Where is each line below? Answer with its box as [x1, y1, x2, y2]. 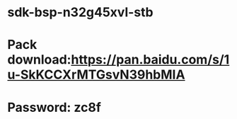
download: [7, 52, 71, 68]
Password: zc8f [7, 99, 101, 115]
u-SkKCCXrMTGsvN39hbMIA [7, 67, 185, 83]
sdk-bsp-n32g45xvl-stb [7, 4, 154, 21]
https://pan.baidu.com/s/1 [70, 52, 230, 68]
